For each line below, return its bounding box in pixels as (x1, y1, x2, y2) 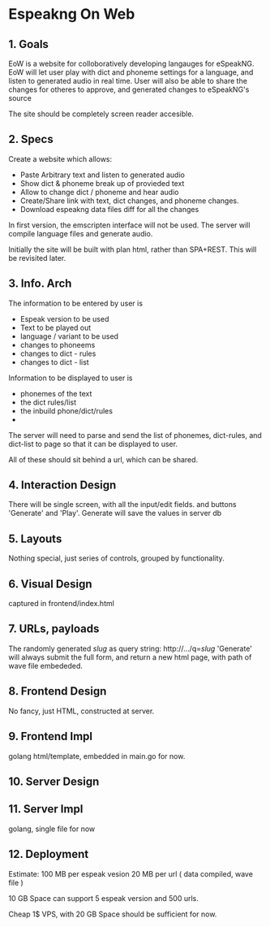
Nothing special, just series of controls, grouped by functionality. (8, 553, 225, 563)
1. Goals (8, 37, 49, 51)
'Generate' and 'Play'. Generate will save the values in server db (8, 509, 222, 518)
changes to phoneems (19, 340, 96, 349)
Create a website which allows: (8, 154, 113, 163)
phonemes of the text (19, 388, 92, 398)
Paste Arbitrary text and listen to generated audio (19, 170, 185, 180)
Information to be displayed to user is (8, 373, 133, 383)
